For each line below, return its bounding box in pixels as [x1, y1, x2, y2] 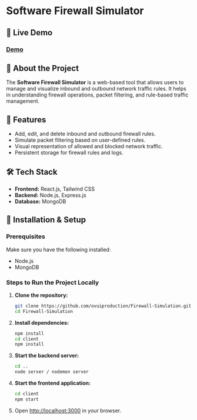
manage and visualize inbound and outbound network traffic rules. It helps [6, 85, 186, 92]
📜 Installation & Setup [6, 215, 86, 225]
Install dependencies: [14, 319, 69, 326]
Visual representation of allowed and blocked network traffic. [14, 143, 163, 150]
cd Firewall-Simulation [14, 308, 74, 314]
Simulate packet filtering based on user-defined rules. [14, 136, 146, 144]
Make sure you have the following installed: [6, 246, 111, 253]
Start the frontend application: [14, 379, 91, 386]
